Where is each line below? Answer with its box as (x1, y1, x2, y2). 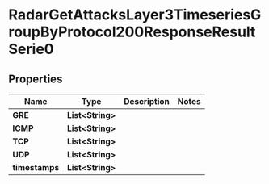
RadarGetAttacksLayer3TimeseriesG (8, 6, 262, 24)
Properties (8, 72, 63, 86)
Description (124, 96, 170, 107)
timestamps (12, 162, 60, 173)
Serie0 (8, 40, 54, 58)
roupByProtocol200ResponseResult (8, 23, 256, 41)
